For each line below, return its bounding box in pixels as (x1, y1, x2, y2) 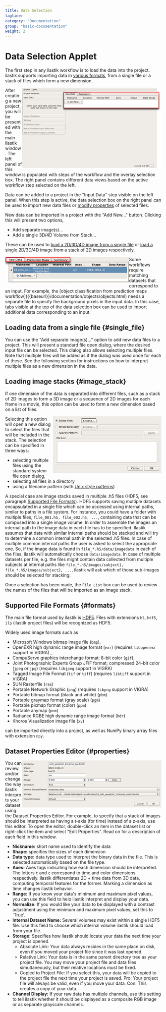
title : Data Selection (5, 8, 52, 13)
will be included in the (5, 432, 50, 438)
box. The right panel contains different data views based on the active (5, 177, 148, 183)
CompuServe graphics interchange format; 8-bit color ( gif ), (12, 655, 135, 661)
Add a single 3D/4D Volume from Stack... (12, 232, 97, 238)
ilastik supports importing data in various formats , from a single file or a (5, 72, 151, 79)
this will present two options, (5, 217, 64, 223)
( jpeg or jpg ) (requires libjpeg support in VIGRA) (12, 665, 112, 671)
